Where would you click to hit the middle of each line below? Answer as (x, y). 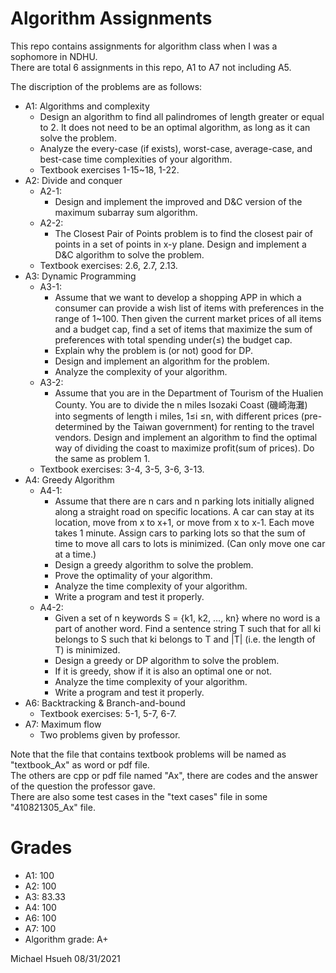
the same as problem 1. (102, 458)
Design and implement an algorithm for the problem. (162, 361)
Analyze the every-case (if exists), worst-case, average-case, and (176, 148)
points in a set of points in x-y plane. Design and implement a (180, 244)
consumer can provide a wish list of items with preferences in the (189, 308)
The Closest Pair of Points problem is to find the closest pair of (184, 233)
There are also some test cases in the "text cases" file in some (139, 796)
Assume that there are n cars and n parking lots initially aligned (184, 501)
